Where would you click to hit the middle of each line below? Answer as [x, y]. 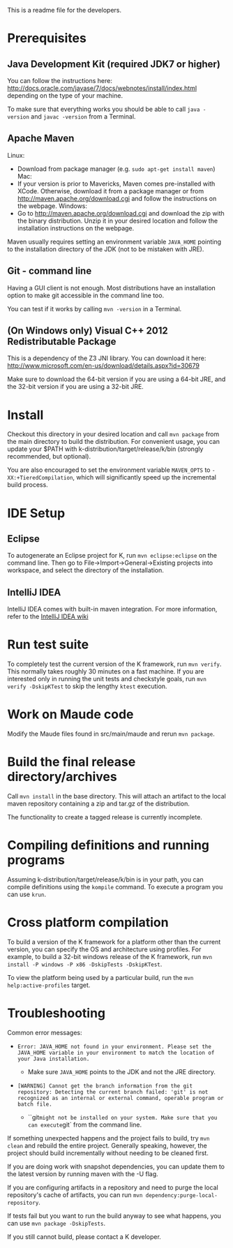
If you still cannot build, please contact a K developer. [84, 1236]
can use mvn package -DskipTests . [57, 1223]
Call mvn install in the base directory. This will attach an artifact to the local [117, 796]
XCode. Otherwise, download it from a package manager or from [111, 191]
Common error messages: [45, 1032]
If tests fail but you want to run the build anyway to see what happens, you [114, 1216]
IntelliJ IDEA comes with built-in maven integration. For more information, [112, 609]
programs [36, 860]
